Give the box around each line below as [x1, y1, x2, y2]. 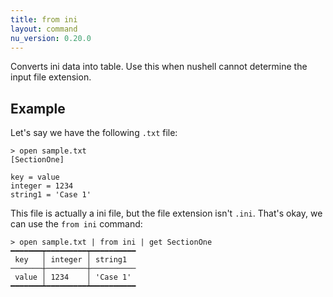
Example [10, 100, 66, 117]
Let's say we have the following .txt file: [10, 127, 178, 139]
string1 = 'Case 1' [10, 190, 92, 200]
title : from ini [10, 14, 78, 25]
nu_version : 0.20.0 [10, 33, 92, 43]
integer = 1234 [10, 181, 74, 191]
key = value [10, 172, 60, 183]
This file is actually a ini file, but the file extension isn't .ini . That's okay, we [10, 207, 323, 220]
